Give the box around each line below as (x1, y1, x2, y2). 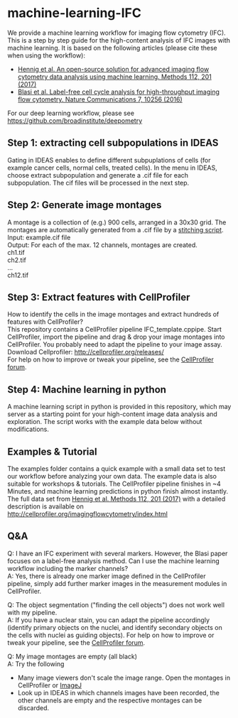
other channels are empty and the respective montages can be (17, 696, 202, 705)
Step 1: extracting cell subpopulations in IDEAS (7, 137, 219, 149)
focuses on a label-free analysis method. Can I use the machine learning (7, 556, 220, 565)
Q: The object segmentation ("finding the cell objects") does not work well (7, 600, 225, 609)
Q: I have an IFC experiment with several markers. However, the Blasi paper (7, 549, 228, 557)
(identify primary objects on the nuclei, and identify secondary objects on (7, 623, 222, 631)
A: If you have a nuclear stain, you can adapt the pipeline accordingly (7, 616, 210, 624)
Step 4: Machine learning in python (7, 384, 167, 396)
